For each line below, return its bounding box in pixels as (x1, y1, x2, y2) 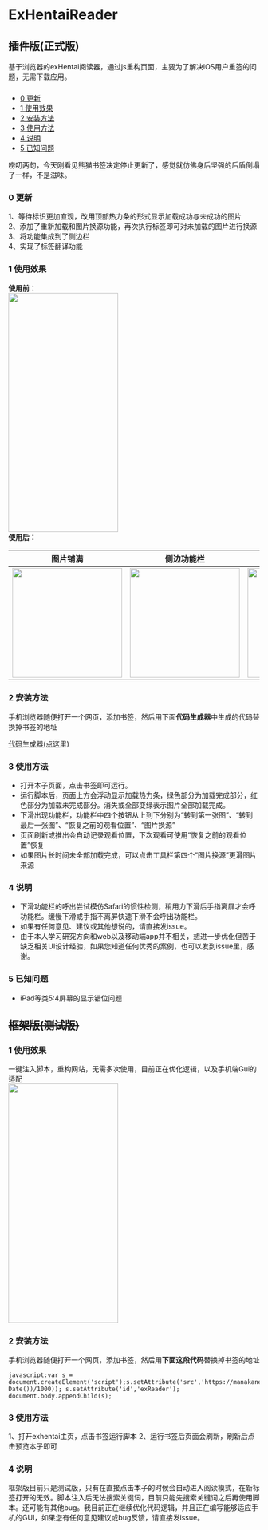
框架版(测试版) (8, 1019, 80, 1032)
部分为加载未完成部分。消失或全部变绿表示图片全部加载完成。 (26, 800, 230, 810)
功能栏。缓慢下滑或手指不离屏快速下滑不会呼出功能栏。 (19, 912, 202, 921)
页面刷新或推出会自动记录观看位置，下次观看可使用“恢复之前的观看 (19, 830, 240, 840)
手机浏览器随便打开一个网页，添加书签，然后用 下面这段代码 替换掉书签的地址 (8, 1355, 260, 1365)
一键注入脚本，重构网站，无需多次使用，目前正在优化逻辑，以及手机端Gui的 (8, 1064, 258, 1074)
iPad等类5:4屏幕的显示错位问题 (19, 993, 122, 1003)
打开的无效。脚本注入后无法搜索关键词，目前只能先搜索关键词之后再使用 (14, 1493, 253, 1503)
